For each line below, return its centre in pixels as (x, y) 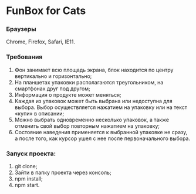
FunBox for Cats (46, 11)
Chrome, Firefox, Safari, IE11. (40, 42)
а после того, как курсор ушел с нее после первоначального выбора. (102, 138)
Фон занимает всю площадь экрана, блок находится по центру (94, 70)
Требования (24, 57)
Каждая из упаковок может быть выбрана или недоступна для (93, 101)
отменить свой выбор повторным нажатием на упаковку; (87, 126)
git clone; (26, 166)
